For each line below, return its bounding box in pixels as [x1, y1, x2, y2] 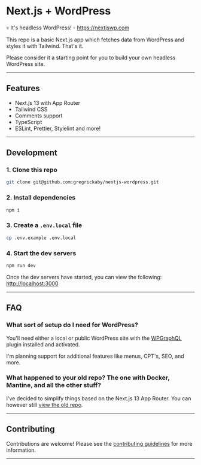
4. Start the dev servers [6, 249, 77, 257]
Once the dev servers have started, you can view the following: [6, 273, 162, 280]
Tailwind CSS [14, 105, 48, 113]
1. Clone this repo [6, 166, 58, 174]
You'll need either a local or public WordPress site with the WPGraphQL [6, 334, 182, 342]
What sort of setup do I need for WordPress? [6, 321, 139, 329]
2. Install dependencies [6, 194, 76, 202]
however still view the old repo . [6, 401, 83, 408]
